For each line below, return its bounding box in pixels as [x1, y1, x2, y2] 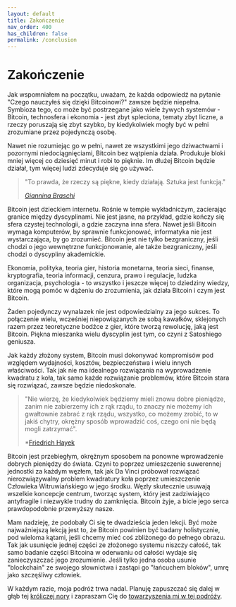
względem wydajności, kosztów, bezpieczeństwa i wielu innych [7, 359, 192, 367]
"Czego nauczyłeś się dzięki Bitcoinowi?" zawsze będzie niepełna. [7, 98, 201, 107]
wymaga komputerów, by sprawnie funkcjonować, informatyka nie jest [7, 227, 212, 236]
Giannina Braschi [24, 191, 75, 200]
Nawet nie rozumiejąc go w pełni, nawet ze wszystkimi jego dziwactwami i [7, 142, 223, 150]
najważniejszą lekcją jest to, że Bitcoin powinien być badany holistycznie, [7, 526, 221, 534]
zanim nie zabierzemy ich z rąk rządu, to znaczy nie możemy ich [24, 402, 213, 411]
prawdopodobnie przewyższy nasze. [7, 505, 115, 513]
